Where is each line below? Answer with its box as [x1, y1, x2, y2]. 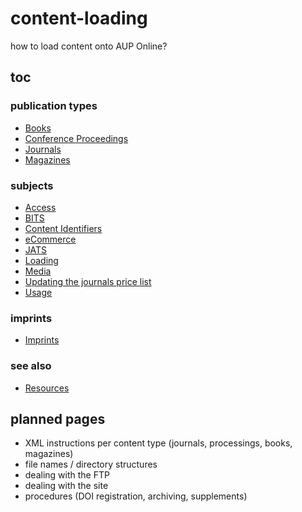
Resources [24, 382, 70, 394]
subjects [10, 178, 54, 192]
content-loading [10, 7, 148, 30]
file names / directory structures [24, 458, 158, 471]
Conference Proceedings [24, 132, 129, 144]
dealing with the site [24, 480, 109, 492]
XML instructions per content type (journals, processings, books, [24, 437, 293, 449]
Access [24, 201, 57, 213]
